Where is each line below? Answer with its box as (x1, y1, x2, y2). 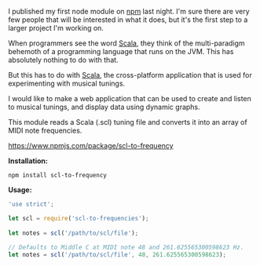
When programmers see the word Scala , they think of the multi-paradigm (8, 38, 245, 48)
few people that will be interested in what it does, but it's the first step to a (8, 15, 248, 24)
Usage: (8, 185, 33, 195)
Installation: (8, 156, 49, 166)
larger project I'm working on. (8, 24, 104, 32)
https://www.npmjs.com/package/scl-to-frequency (8, 141, 174, 150)
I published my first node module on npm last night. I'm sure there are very (8, 7, 250, 16)
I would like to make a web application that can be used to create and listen (8, 94, 251, 103)
